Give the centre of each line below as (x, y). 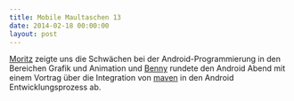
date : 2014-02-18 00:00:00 (59, 26)
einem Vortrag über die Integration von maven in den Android (122, 78)
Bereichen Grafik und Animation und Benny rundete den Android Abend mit (147, 68)
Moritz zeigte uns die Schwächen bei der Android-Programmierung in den (145, 59)
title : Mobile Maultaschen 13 (65, 17)
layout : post (33, 34)
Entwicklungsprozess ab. (55, 87)
